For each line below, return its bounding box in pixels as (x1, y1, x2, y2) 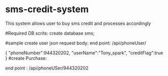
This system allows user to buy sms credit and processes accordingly (5, 20, 151, 26)
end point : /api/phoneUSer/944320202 (5, 65, 89, 71)
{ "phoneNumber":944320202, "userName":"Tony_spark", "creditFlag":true (5, 50, 163, 56)
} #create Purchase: (5, 55, 47, 61)
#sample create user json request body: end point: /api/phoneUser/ (5, 40, 146, 46)
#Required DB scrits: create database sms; (5, 30, 95, 36)
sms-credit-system (5, 4, 89, 15)
